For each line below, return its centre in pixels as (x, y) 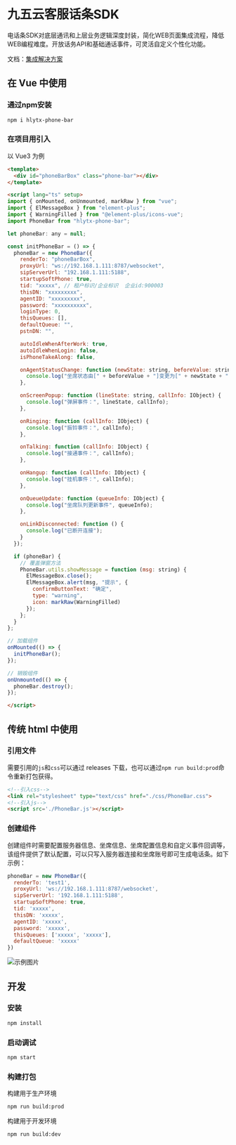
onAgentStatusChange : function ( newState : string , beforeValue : (116, 369)
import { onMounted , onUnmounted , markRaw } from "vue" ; (92, 202)
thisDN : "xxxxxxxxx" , (51, 292)
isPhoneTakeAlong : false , (58, 357)
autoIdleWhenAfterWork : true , (64, 344)
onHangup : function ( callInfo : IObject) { (83, 473)
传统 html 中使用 (43, 729)
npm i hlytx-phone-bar (40, 120)
